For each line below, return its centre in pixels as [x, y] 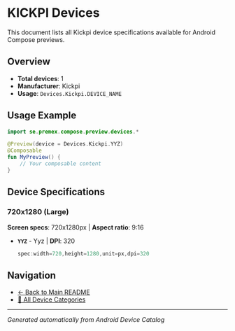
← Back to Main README [54, 293]
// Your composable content [60, 164]
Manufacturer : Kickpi [49, 86]
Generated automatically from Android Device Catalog [86, 320]
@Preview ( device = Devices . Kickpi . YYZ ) [65, 144]
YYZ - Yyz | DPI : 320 [46, 241]
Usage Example [42, 116]
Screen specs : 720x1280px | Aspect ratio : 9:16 [76, 227]
